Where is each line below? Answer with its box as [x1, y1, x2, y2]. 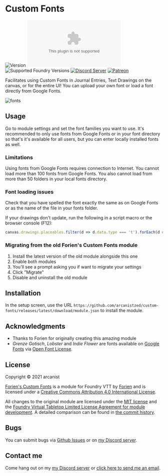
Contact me [5, 451, 42, 460]
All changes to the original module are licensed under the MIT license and [5, 398, 157, 404]
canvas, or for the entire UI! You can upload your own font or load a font [5, 82, 153, 88]
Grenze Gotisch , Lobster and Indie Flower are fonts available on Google [12, 341, 159, 347]
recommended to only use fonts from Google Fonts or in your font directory [5, 131, 160, 137]
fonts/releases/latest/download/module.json [5, 309, 99, 314]
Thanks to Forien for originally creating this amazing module [12, 335, 136, 341]
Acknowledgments [5, 322, 66, 331]
